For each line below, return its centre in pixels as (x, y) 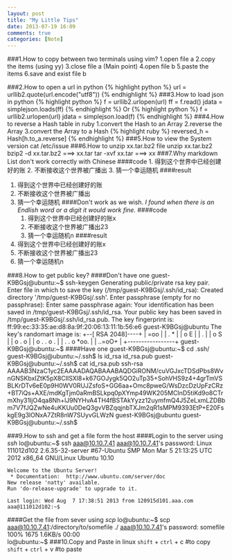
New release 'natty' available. (54, 483)
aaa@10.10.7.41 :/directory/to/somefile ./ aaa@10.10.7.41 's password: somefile (116, 527)
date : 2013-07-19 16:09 (42, 26)
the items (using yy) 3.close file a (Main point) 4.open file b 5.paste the (108, 66)
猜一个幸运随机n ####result (67, 235)
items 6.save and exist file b (47, 74)
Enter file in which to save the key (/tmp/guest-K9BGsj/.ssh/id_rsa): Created (115, 290)
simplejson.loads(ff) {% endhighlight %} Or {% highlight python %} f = (108, 109)
